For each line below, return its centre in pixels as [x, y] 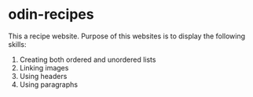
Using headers [43, 76]
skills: [17, 44]
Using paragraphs [49, 84]
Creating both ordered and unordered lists [88, 59]
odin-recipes [51, 14]
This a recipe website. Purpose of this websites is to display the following [127, 36]
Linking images [44, 67]
